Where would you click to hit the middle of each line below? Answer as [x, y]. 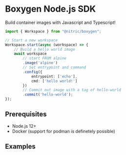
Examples [20, 146]
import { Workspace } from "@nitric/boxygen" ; [53, 31]
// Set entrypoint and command [54, 68]
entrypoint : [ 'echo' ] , [54, 77]
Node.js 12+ [24, 126]
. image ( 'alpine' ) [40, 63]
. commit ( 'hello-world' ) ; [48, 95]
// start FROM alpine [45, 58]
